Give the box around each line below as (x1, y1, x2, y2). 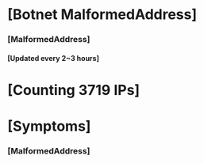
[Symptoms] (7, 117, 91, 135)
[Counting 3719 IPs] (7, 81, 140, 99)
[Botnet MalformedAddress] (7, 6, 198, 24)
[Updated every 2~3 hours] (7, 53, 100, 63)
